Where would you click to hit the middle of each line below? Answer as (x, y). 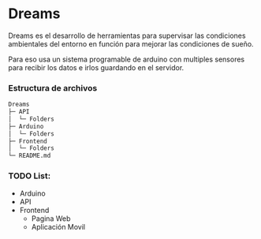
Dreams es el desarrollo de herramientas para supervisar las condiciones (127, 35)
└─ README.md (30, 156)
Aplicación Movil (58, 226)
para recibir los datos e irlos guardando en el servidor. (96, 67)
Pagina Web (51, 218)
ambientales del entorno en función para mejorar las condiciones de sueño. (131, 43)
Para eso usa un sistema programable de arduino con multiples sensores (127, 59)
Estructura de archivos (53, 88)
